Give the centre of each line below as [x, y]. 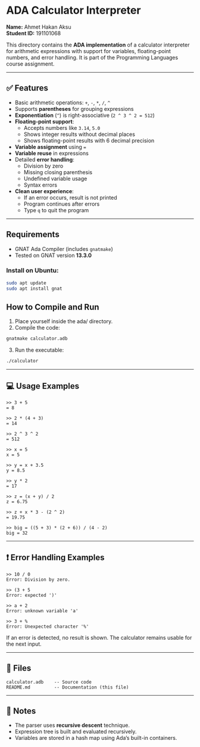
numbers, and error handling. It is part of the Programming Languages [92, 57]
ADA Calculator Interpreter [74, 10]
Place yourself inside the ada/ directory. [64, 321]
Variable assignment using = [50, 147]
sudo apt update [26, 283]
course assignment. [30, 64]
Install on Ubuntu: [32, 271]
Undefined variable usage [55, 178]
